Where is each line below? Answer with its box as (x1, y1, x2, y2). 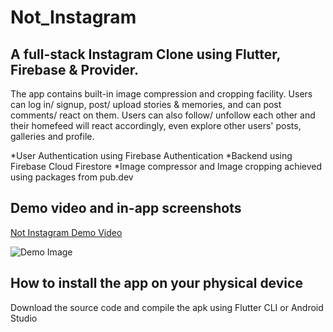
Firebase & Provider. (10, 61, 139, 78)
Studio (10, 312, 38, 324)
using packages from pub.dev (10, 171, 134, 183)
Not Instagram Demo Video (10, 226, 123, 238)
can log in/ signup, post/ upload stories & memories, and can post (10, 99, 282, 110)
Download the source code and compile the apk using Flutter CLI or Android (10, 301, 324, 313)
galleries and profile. (10, 131, 95, 142)
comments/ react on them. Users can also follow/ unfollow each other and (10, 109, 316, 121)
